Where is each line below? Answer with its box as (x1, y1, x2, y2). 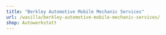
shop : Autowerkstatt (6, 20, 58, 26)
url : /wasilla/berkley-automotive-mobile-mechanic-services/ (6, 14, 161, 20)
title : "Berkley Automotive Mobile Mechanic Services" (6, 8, 145, 15)
